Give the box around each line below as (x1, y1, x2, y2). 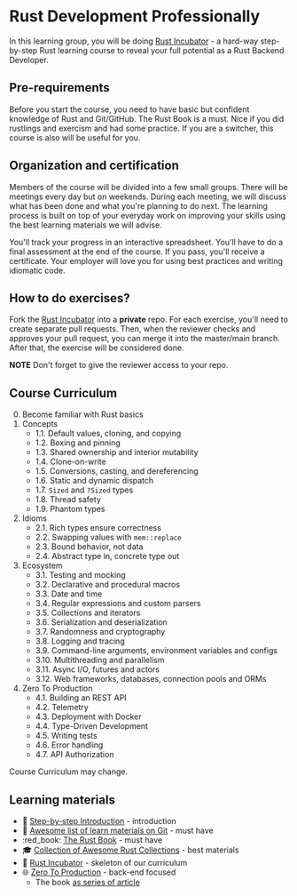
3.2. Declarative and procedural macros (35, 580, 180, 590)
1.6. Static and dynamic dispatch (35, 476, 154, 486)
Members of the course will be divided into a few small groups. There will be (9, 181, 288, 192)
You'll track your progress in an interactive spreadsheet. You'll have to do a (9, 236, 284, 247)
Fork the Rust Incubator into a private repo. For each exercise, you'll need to (9, 314, 288, 325)
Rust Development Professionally (9, 6, 261, 27)
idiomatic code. (9, 265, 66, 276)
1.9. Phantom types (35, 504, 106, 515)
